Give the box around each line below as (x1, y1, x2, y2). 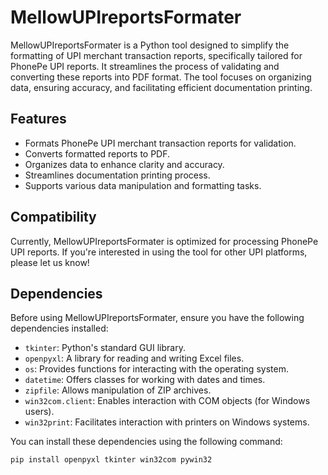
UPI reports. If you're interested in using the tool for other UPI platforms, (10, 246, 308, 258)
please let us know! (10, 256, 90, 268)
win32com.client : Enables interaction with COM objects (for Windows (24, 395, 311, 407)
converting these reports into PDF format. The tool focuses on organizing (10, 71, 312, 83)
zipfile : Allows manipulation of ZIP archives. (24, 384, 212, 396)
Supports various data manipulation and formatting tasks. (24, 179, 262, 191)
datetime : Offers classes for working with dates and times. (24, 374, 266, 386)
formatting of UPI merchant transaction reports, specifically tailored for (10, 49, 303, 61)
